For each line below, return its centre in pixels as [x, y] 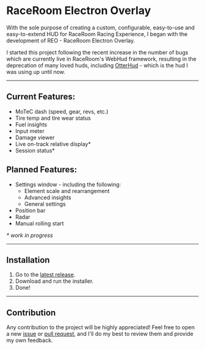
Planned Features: [42, 170]
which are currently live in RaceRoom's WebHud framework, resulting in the [101, 59]
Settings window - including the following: [68, 184]
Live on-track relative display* [53, 144]
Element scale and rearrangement [67, 191]
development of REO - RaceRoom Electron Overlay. [71, 40]
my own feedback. [30, 340]
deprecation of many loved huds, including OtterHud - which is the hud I [97, 65]
